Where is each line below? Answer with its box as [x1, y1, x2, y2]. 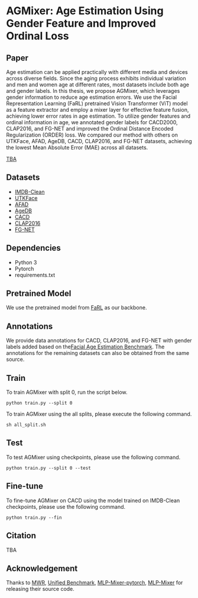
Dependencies [6, 243, 61, 253]
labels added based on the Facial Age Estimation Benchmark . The [6, 343, 165, 350]
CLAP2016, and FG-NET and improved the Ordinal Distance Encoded [6, 125, 174, 132]
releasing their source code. [6, 586, 75, 593]
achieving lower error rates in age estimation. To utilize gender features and [6, 112, 191, 119]
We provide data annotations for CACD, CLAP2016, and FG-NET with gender [6, 337, 192, 344]
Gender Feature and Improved [6, 17, 157, 30]
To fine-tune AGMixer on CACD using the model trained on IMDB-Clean [6, 497, 180, 504]
